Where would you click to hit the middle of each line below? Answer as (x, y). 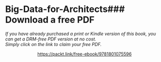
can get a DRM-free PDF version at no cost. (51, 39)
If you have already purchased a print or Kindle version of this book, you (80, 33)
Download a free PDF (50, 20)
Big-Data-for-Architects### (65, 9)
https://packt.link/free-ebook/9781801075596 (85, 54)
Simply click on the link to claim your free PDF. (54, 44)
